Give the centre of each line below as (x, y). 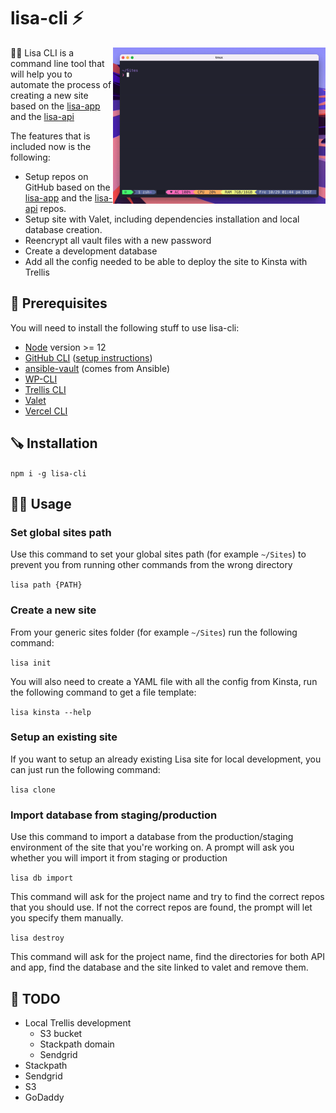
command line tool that (57, 63)
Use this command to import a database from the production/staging (152, 837)
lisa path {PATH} (46, 585)
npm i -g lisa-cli (48, 473)
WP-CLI (41, 379)
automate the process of (61, 84)
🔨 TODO (35, 998)
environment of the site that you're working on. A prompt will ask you (152, 847)
